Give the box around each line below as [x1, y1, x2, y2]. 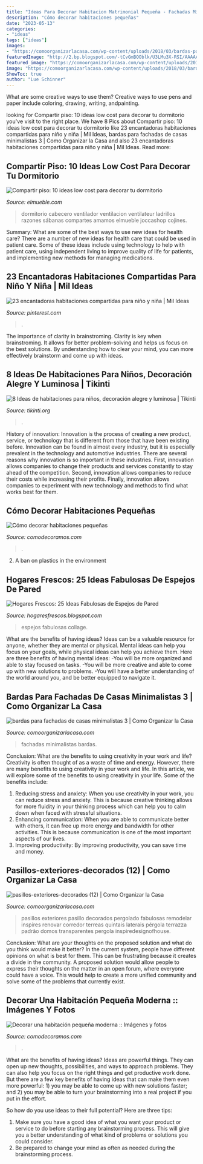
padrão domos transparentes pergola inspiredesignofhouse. [21, 927, 171, 934]
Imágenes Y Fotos [6, 1005, 76, 1015]
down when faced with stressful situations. [14, 809, 122, 816]
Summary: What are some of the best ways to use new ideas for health [6, 228, 183, 235]
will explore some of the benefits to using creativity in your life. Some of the [6, 772, 195, 779]
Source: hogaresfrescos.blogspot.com [6, 612, 103, 619]
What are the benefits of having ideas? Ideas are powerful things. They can [6, 1056, 193, 1063]
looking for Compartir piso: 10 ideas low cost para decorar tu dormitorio [6, 112, 185, 119]
